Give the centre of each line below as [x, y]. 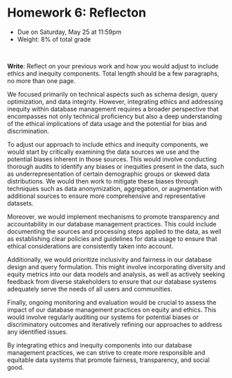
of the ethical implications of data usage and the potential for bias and [107, 123]
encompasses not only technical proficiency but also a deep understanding [115, 116]
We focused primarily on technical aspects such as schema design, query [113, 94]
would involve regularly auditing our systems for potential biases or [103, 317]
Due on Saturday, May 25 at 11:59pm [69, 32]
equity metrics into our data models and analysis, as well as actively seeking [116, 274]
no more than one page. [42, 80]
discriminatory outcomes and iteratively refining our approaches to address [115, 324]
